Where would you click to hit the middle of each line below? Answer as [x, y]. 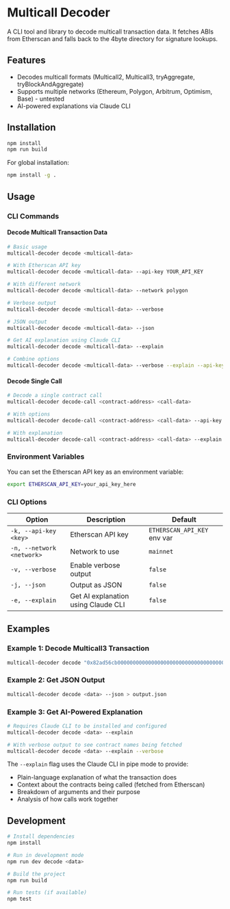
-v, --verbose [34, 569]
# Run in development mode [46, 855]
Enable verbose [95, 565]
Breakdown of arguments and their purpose [78, 792]
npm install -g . [32, 175]
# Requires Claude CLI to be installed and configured [87, 726]
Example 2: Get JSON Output [56, 680]
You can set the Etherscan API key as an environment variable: [95, 472]
